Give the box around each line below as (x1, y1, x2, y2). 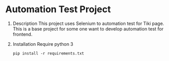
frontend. (12, 31, 33, 37)
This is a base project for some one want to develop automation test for (12, 25, 164, 32)
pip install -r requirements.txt (12, 51, 84, 56)
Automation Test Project (5, 4, 111, 15)
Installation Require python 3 (12, 41, 73, 47)
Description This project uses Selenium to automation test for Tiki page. (12, 20, 164, 26)
